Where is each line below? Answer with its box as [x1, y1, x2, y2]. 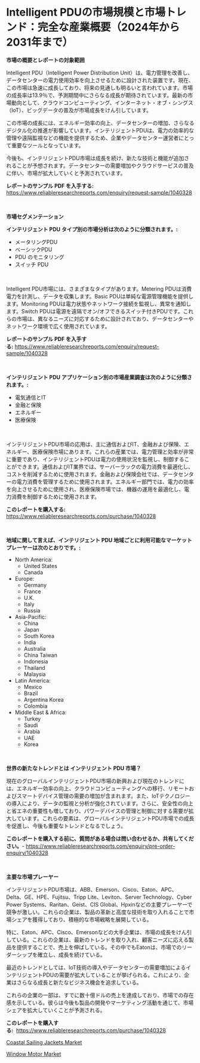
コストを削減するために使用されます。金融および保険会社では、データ [6, 470, 179, 478]
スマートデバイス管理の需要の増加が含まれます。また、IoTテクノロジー [16, 792, 191, 799]
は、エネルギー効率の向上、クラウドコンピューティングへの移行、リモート [6, 784, 189, 792]
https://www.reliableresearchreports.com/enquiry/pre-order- [26, 842, 176, 850]
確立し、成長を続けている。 [37, 951, 106, 958]
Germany [23, 581, 47, 588]
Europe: [14, 575, 35, 582]
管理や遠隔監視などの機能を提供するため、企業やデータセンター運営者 [6, 134, 179, 141]
